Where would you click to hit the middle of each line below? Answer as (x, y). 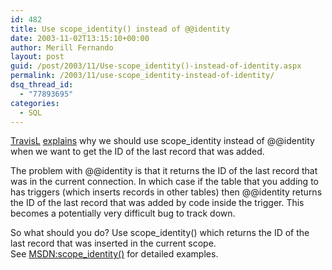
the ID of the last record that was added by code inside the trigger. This (157, 203)
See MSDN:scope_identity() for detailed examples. (114, 254)
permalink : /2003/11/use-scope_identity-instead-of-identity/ (142, 76)
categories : (35, 103)
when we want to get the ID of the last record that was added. (137, 152)
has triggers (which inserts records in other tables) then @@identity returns (166, 192)
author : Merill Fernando (62, 47)
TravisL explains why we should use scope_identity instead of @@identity (162, 141)
